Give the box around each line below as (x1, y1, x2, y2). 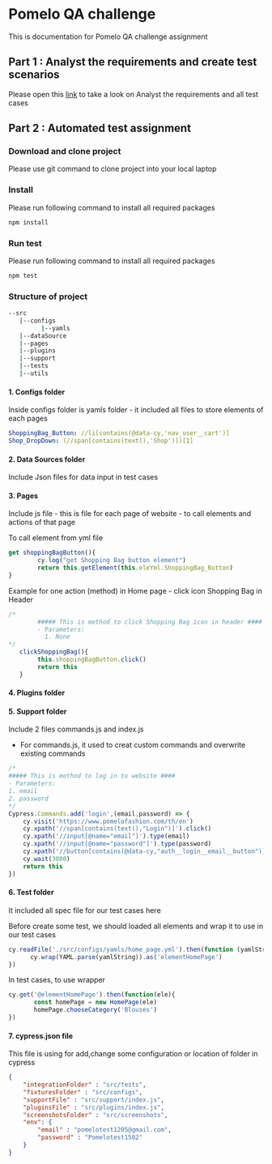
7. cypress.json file (8, 1030, 74, 1041)
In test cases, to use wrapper (8, 975, 106, 985)
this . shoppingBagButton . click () (37, 655, 147, 664)
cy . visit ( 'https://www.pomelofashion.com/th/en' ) (23, 817, 194, 825)
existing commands (19, 748, 86, 758)
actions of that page (8, 518, 75, 527)
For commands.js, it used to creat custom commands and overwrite (19, 740, 246, 750)
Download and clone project (8, 146, 121, 157)
